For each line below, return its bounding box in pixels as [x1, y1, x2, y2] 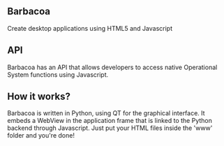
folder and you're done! [7, 131, 75, 140]
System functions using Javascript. [7, 70, 109, 79]
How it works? [7, 91, 71, 103]
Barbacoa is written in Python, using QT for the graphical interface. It [7, 109, 205, 117]
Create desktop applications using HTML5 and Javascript [7, 24, 173, 32]
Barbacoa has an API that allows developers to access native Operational [7, 63, 218, 71]
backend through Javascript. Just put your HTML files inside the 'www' [7, 124, 213, 132]
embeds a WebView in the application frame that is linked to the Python [7, 117, 213, 125]
